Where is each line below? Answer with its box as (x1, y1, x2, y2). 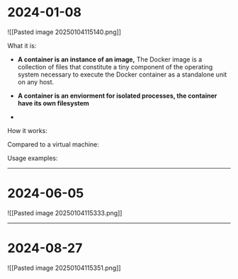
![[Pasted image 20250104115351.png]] (7, 263, 122, 272)
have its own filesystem (17, 98, 90, 107)
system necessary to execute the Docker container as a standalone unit (17, 70, 227, 79)
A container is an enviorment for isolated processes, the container (17, 91, 217, 100)
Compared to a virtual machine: (7, 139, 99, 149)
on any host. (17, 77, 55, 86)
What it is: (7, 41, 37, 50)
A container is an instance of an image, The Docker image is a (17, 55, 203, 64)
